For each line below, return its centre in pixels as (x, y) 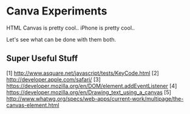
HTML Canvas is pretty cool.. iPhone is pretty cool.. (71, 28)
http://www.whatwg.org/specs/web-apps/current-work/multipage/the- (95, 98)
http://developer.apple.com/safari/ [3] (54, 79)
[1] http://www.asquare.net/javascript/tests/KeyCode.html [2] (83, 73)
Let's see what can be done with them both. (61, 39)
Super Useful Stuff (42, 59)
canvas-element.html (33, 105)
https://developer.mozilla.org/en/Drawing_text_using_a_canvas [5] (89, 92)
